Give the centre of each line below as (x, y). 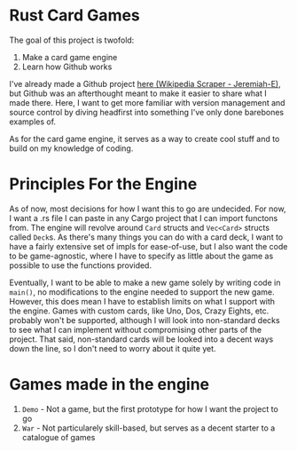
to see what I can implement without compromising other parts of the (136, 329)
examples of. (32, 122)
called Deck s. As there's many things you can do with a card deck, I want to (146, 237)
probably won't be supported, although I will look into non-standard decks (145, 320)
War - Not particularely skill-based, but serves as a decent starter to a (148, 428)
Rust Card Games (74, 16)
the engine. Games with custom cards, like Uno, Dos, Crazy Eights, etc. (139, 311)
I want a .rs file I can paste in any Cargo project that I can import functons (144, 218)
